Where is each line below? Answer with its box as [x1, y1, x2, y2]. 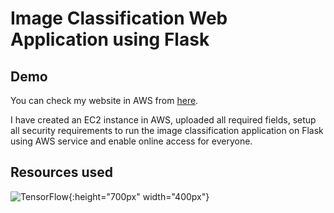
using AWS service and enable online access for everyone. [10, 135, 253, 147]
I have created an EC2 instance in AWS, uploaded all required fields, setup [10, 114, 317, 126]
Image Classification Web [10, 7, 228, 30]
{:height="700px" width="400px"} [68, 190, 210, 202]
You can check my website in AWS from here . [10, 95, 199, 106]
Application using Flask [10, 28, 210, 51]
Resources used [10, 164, 113, 181]
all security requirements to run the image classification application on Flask [10, 125, 324, 136]
